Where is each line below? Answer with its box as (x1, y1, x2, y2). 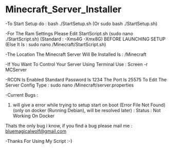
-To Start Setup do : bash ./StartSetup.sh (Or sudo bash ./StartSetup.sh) (5, 20, 158, 27)
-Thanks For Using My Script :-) (5, 138, 73, 144)
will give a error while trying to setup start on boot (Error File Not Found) (12, 101, 166, 108)
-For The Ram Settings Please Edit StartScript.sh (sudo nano (5, 30, 133, 36)
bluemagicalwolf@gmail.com (5, 128, 67, 134)
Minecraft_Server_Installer (5, 4, 122, 15)
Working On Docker (12, 113, 55, 119)
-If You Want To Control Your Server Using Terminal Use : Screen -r (5, 61, 148, 67)
